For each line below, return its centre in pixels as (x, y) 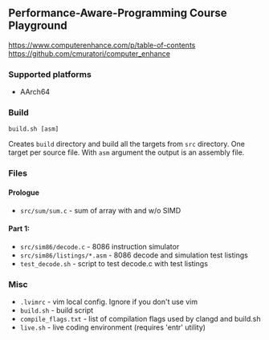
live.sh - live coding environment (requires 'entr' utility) (113, 327)
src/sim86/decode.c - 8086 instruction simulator (100, 246)
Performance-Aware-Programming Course (118, 13)
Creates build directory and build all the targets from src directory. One (126, 144)
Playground (38, 26)
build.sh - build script (57, 310)
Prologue (24, 192)
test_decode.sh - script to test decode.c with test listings (114, 263)
